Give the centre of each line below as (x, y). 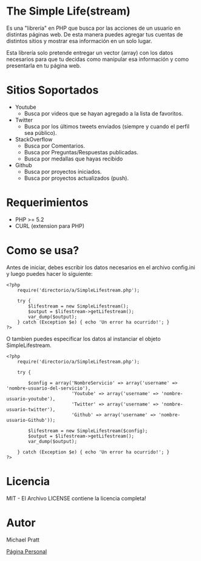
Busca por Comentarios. (54, 146)
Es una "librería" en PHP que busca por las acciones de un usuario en (94, 28)
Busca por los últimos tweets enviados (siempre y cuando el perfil (107, 126)
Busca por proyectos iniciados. (63, 171)
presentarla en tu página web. (44, 66)
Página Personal (27, 551)
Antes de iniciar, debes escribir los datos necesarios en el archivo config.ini (101, 267)
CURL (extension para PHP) (50, 225)
